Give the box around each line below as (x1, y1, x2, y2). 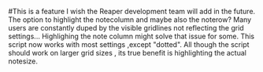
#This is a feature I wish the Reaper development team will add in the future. (8, 7, 256, 16)
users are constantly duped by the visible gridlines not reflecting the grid (8, 23, 244, 32)
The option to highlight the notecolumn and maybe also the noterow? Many (8, 15, 252, 24)
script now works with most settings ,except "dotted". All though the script (8, 40, 250, 49)
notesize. (8, 56, 38, 66)
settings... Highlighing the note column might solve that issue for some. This (8, 31, 254, 41)
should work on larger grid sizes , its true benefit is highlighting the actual (8, 49, 246, 57)
